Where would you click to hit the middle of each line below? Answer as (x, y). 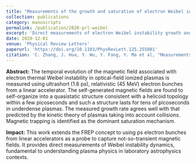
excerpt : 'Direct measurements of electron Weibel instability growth (94, 33)
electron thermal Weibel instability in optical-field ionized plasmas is (88, 78)
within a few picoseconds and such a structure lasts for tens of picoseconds (98, 102)
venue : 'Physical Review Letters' (48, 44)
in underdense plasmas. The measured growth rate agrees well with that (93, 108)
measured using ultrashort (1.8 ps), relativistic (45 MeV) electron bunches (94, 84)
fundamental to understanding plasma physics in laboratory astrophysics (94, 151)
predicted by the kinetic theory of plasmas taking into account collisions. (93, 115)
